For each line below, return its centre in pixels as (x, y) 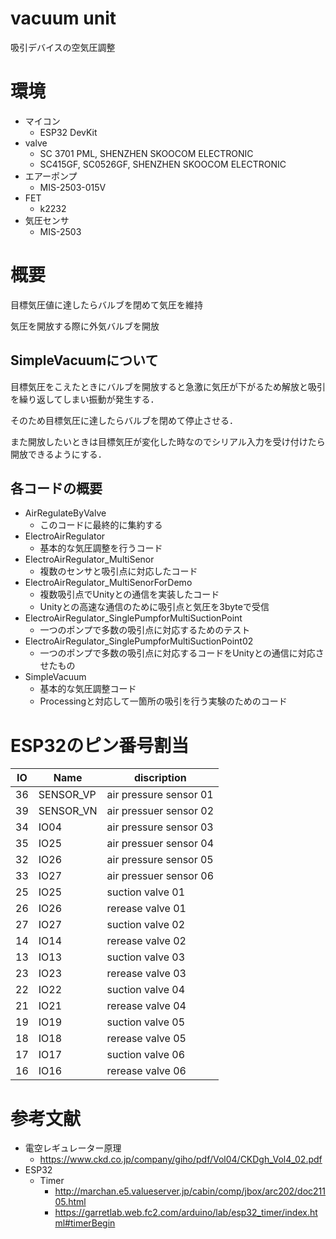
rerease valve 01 (146, 909)
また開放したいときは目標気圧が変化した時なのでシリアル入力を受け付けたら (168, 441)
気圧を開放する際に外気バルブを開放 (85, 326)
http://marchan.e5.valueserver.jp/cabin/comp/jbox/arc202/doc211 (190, 1191)
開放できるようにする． (58, 454)
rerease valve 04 (146, 1006)
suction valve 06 (146, 1055)
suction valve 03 (146, 957)
